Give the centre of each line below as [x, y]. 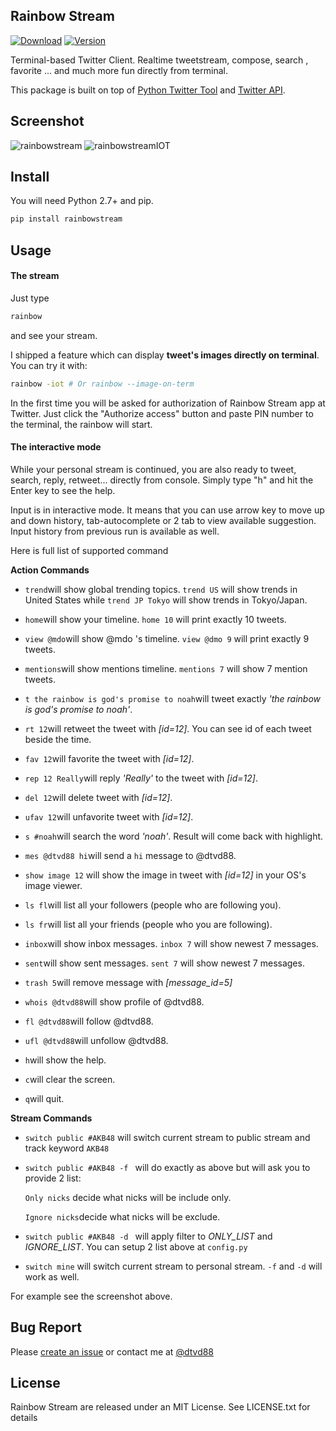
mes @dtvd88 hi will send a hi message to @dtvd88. [130, 855]
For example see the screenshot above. [91, 1296]
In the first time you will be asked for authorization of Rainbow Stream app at [168, 403]
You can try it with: [49, 365]
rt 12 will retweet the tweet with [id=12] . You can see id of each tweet [168, 728]
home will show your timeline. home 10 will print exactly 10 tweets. [155, 619]
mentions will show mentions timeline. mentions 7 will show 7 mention [166, 668]
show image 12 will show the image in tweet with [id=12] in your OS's [165, 875]
